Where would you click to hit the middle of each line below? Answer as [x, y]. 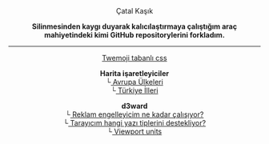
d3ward [134, 106]
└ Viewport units [134, 131]
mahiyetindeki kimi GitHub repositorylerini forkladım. [134, 35]
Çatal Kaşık [134, 11]
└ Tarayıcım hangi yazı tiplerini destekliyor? [134, 123]
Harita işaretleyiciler [134, 73]
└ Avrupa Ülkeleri [134, 82]
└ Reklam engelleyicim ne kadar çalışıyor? [134, 114]
